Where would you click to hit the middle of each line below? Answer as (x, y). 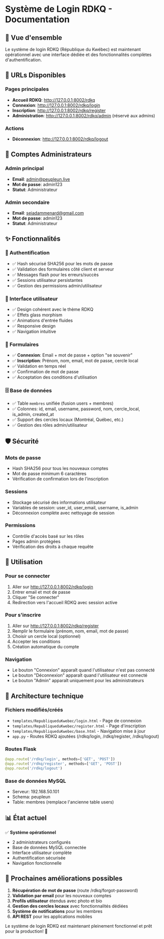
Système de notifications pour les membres (57, 911)
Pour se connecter (27, 576)
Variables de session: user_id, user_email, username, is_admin (75, 507)
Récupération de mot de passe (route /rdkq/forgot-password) (75, 890)
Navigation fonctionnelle (37, 863)
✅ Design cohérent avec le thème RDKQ (53, 309)
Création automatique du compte (46, 646)
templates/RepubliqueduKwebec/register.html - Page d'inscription (79, 726)
